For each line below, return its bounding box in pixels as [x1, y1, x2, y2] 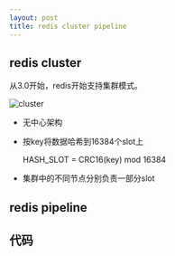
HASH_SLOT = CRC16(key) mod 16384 [22, 155, 167, 166]
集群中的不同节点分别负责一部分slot [22, 173, 155, 184]
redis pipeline [9, 200, 87, 215]
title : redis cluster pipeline [9, 22, 127, 31]
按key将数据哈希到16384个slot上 [22, 137, 144, 147]
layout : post [9, 13, 59, 23]
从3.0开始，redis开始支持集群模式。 [9, 81, 143, 91]
